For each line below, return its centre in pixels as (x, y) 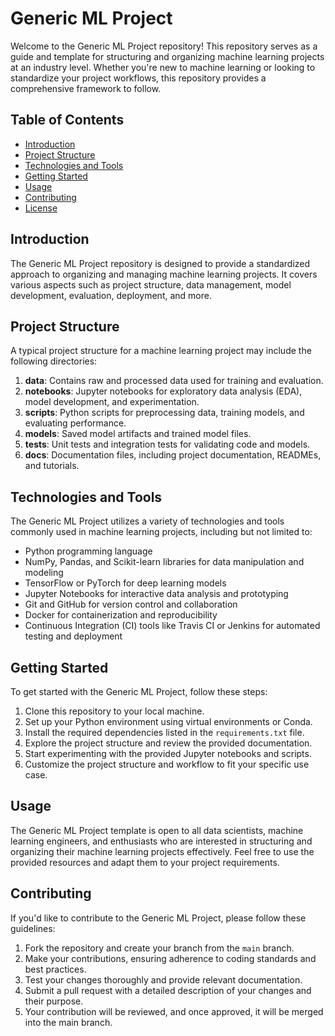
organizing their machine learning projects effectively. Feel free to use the (162, 851)
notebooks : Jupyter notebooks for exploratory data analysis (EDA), (163, 391)
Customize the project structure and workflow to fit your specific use (167, 764)
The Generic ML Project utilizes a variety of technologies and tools (147, 521)
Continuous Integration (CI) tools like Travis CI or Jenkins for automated (172, 626)
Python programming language (88, 551)
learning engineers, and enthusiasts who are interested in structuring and (161, 841)
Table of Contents (67, 120)
